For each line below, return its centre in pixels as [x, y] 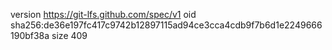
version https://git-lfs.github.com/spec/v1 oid [103, 14]
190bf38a [30, 35]
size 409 [69, 35]
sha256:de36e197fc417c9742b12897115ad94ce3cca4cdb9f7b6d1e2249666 [166, 25]
